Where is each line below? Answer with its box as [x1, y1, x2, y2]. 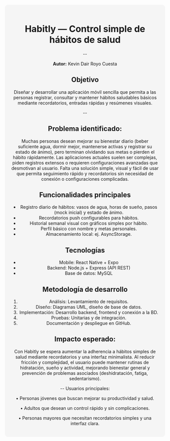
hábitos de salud [49, 34, 121, 46]
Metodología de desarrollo [42, 285, 128, 294]
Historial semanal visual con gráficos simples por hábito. [30, 220, 148, 227]
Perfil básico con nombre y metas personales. [40, 226, 137, 232]
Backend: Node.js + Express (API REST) [47, 265, 131, 271]
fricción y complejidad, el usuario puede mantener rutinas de [21, 359, 149, 365]
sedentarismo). [69, 375, 101, 381]
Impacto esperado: [54, 335, 116, 344]
